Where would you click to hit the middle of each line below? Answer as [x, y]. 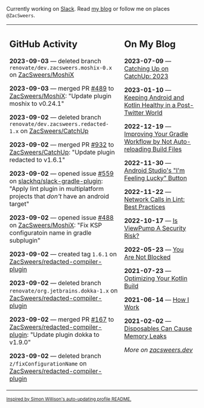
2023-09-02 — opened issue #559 [62, 173]
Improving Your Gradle [156, 134]
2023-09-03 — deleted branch [55, 61]
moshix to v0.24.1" [37, 103]
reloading [138, 149]
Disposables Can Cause [158, 328]
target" [19, 204]
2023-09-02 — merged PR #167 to [62, 319]
